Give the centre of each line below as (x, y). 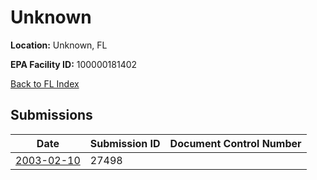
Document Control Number (235, 143)
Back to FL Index (45, 83)
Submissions (51, 115)
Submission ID (125, 143)
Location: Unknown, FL (59, 45)
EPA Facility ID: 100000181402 (74, 64)
